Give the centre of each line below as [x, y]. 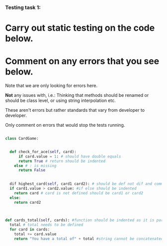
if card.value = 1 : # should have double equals [70, 156]
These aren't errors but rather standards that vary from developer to [75, 110]
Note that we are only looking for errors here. [51, 85]
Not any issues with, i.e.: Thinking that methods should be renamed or [77, 95]
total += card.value [35, 234]
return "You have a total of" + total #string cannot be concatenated [89, 239]
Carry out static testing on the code [80, 28]
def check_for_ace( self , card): [43, 152]
